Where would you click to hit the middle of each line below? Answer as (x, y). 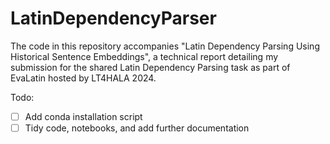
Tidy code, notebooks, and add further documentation (137, 128)
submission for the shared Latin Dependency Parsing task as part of (150, 67)
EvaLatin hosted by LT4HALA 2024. (83, 78)
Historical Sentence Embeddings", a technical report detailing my (144, 56)
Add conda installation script (83, 116)
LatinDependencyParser (113, 18)
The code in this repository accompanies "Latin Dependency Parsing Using (165, 46)
